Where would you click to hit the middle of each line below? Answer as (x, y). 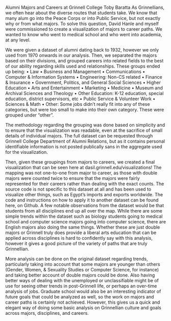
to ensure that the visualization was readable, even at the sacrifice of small (84, 130)
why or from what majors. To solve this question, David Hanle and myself (82, 24)
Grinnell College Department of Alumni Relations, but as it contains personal (85, 141)
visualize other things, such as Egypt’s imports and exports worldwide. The (84, 194)
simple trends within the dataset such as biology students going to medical (84, 216)
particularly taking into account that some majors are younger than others (83, 264)
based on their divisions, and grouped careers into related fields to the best (84, 61)
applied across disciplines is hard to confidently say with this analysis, (79, 238)
